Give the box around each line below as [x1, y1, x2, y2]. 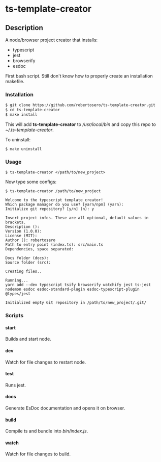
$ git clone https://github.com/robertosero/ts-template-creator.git [5, 102, 156, 108]
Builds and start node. [5, 336, 52, 342]
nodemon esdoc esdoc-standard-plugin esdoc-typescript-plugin [5, 287, 140, 292]
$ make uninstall [5, 146, 42, 151]
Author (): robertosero [5, 238, 56, 243]
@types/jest [5, 291, 30, 296]
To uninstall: [5, 136, 31, 143]
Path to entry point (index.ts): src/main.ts [5, 242, 103, 247]
